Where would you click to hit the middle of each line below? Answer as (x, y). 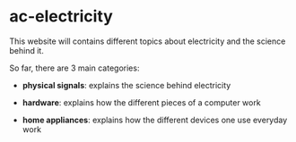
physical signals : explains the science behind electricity (126, 85)
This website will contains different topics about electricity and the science (148, 41)
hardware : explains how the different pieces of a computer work (142, 102)
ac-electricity (61, 17)
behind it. (27, 50)
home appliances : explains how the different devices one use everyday (155, 120)
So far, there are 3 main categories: (74, 68)
